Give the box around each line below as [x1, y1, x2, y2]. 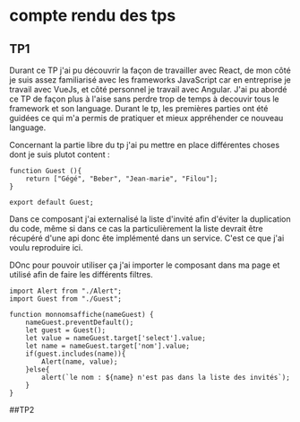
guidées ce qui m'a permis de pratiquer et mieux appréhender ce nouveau [9, 113, 284, 123]
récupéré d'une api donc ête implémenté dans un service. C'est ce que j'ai [9, 233, 285, 243]
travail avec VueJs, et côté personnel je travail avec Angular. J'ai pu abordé [9, 84, 288, 94]
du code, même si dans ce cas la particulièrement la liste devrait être [9, 224, 263, 233]
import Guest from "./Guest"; [9, 295, 123, 303]
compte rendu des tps [9, 5, 176, 26]
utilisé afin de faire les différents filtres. [9, 269, 154, 279]
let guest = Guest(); [25, 326, 106, 335]
